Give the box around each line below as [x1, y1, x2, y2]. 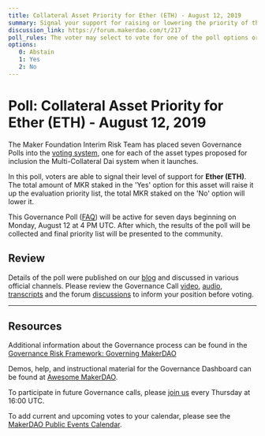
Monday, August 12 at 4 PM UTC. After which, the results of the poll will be [8, 220, 251, 229]
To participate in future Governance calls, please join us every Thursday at [8, 388, 251, 397]
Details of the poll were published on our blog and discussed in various [8, 273, 239, 282]
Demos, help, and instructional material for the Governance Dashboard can [8, 364, 252, 374]
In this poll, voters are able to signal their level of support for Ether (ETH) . [8, 171, 247, 181]
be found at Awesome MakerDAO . [8, 372, 118, 382]
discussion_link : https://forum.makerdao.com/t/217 [8, 26, 181, 34]
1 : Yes [18, 56, 41, 64]
